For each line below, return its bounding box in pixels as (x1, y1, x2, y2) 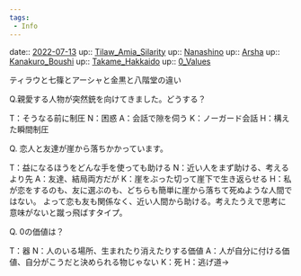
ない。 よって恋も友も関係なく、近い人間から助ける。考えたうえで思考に (16, 195, 287, 207)
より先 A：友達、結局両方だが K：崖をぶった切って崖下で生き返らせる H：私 (9, 173, 292, 184)
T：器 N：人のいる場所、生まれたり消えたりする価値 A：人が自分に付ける (9, 245, 283, 256)
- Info (13, 22, 39, 31)
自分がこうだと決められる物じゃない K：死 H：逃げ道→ (24, 256, 230, 267)
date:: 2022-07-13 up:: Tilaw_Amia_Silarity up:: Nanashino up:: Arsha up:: (9, 46, 280, 57)
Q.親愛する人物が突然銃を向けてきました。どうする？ (9, 93, 207, 104)
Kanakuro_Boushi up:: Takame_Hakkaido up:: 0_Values (9, 56, 211, 67)
